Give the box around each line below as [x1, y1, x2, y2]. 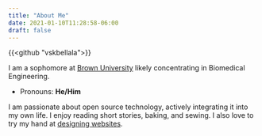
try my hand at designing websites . [8, 119, 123, 129]
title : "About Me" [8, 11, 69, 20]
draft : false [8, 26, 52, 34]
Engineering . [8, 72, 50, 81]
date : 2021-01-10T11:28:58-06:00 [8, 19, 119, 27]
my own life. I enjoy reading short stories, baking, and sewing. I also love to [8, 111, 254, 120]
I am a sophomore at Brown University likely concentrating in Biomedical [8, 63, 245, 73]
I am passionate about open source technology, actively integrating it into [8, 102, 249, 111]
